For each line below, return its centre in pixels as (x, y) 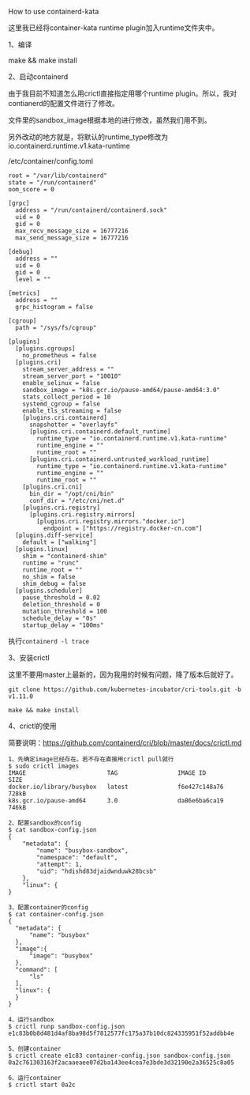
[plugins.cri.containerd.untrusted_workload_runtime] (119, 459)
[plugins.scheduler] (49, 591)
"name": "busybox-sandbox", (82, 851)
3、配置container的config (49, 908)
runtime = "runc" (51, 563)
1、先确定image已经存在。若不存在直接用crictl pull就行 (91, 759)
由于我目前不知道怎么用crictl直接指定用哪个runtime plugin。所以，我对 (123, 93)
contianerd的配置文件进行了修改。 (64, 103)
